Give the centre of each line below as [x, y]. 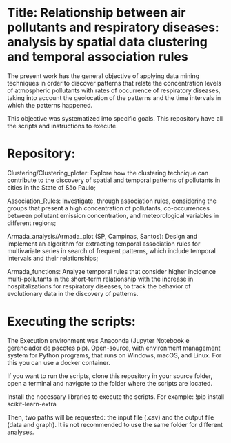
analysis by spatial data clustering [108, 42]
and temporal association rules [98, 57]
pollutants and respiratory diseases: [113, 27]
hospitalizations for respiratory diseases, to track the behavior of [99, 286]
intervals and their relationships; [53, 258]
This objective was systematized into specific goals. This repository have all [115, 118]
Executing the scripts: [71, 322]
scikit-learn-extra [32, 404]
